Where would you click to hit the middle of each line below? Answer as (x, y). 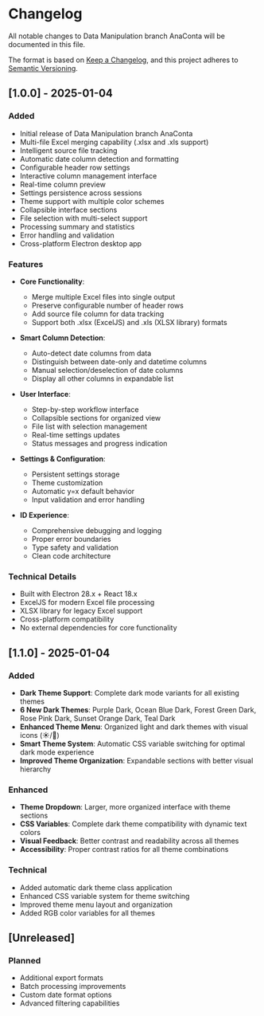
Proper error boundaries (71, 539)
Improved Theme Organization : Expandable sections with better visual (136, 760)
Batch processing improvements (73, 987)
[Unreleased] (42, 938)
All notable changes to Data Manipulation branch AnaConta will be (116, 36)
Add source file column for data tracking (98, 314)
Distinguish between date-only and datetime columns (119, 361)
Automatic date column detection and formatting (99, 159)
